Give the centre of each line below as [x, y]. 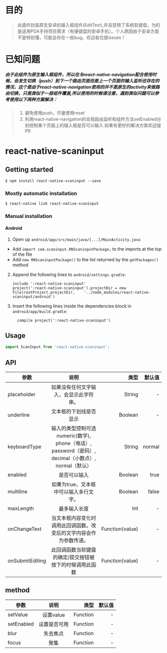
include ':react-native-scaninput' [49, 284]
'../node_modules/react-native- [117, 292]
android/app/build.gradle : [40, 311]
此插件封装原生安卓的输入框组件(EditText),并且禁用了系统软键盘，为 [86, 25]
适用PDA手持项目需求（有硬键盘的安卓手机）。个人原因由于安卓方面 [90, 31]
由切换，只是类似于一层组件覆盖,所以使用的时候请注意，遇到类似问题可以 [80, 93]
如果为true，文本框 [74, 485]
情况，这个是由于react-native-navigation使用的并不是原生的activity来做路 [83, 87]
